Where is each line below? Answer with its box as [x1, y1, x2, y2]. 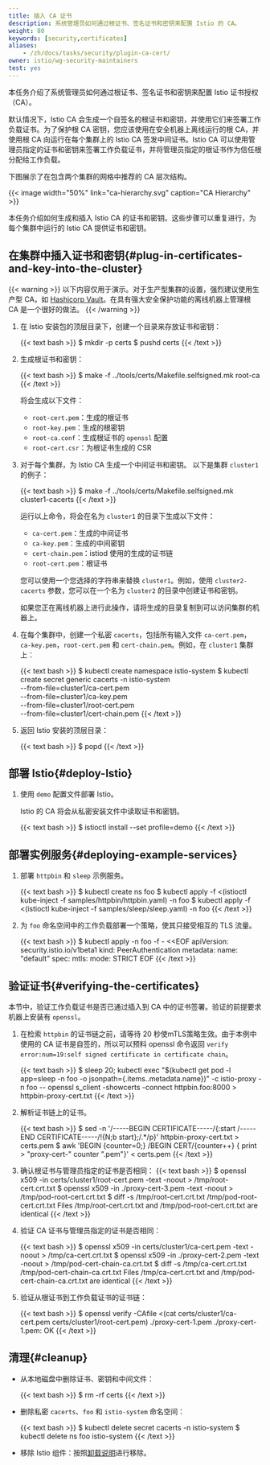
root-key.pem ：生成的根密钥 [31, 422, 125, 432]
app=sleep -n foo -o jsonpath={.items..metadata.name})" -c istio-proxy [19, 1074, 257, 1083]
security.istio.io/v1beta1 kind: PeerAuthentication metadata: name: [19, 945, 239, 955]
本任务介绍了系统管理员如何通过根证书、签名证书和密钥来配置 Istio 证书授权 [8, 87, 259, 97]
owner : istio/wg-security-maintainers [8, 57, 138, 65]
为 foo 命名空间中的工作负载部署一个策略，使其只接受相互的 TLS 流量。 [19, 920, 256, 930]
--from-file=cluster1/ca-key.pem [19, 691, 129, 701]
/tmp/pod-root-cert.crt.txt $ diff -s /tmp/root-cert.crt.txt [19, 1192, 206, 1201]
